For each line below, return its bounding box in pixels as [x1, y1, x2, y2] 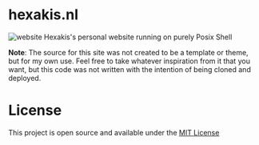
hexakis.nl [8, 6, 78, 24]
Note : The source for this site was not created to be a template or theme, [8, 47, 249, 57]
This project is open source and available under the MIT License [8, 127, 220, 137]
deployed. [8, 73, 42, 83]
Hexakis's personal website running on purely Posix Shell [43, 32, 233, 42]
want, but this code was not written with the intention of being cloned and [8, 64, 252, 74]
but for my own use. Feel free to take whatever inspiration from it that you [8, 56, 250, 66]
